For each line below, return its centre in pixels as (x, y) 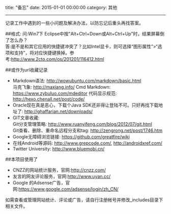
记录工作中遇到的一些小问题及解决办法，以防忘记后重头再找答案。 (74, 23)
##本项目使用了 (22, 159)
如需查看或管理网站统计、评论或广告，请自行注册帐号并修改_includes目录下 (84, 200)
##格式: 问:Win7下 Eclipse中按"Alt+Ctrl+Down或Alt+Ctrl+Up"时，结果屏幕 (83, 34)
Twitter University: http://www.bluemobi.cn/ (59, 149)
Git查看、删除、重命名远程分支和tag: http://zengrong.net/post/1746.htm (88, 130)
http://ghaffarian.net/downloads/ (59, 111)
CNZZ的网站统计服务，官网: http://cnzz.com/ (59, 170)
